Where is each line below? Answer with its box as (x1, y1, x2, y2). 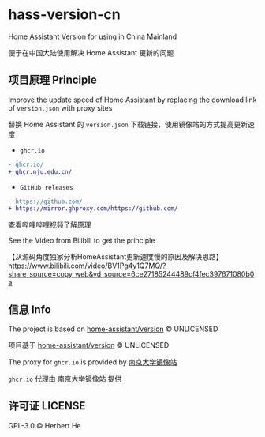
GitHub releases (19, 183, 73, 191)
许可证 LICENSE (8, 399, 86, 413)
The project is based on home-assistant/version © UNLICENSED (8, 324, 218, 333)
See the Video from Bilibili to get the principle (8, 235, 155, 246)
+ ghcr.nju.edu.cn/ (8, 168, 73, 175)
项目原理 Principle (8, 73, 97, 87)
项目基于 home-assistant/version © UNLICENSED (8, 341, 170, 350)
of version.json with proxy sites (8, 103, 113, 112)
